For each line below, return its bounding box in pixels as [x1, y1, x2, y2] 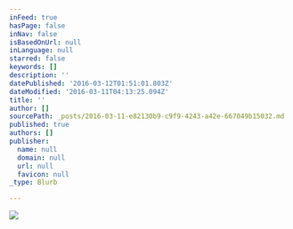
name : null [17, 145, 58, 154]
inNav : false [9, 29, 58, 38]
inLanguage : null [9, 46, 74, 55]
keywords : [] [9, 63, 58, 72]
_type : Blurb [9, 178, 58, 187]
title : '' [9, 95, 46, 105]
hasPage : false [9, 21, 66, 30]
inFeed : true [9, 12, 58, 22]
